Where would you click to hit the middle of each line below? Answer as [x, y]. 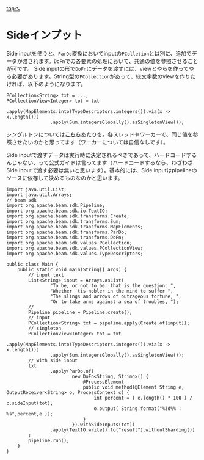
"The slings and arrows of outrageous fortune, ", [116, 296]
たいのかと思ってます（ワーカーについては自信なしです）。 [96, 142]
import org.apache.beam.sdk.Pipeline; [56, 205]
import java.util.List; [37, 189]
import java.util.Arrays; [39, 195]
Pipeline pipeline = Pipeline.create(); [80, 312]
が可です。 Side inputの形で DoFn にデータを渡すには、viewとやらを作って [98, 68]
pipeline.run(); [49, 440]
